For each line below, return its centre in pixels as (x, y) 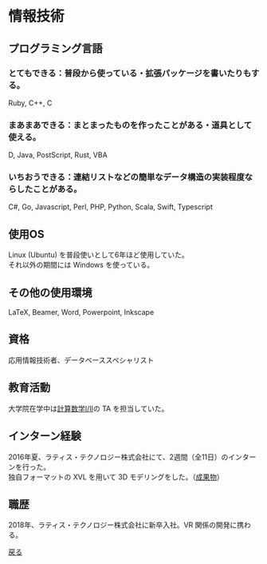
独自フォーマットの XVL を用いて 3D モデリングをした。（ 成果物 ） (116, 477)
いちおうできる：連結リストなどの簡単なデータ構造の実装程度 (127, 177)
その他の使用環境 (50, 292)
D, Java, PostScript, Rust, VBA (58, 155)
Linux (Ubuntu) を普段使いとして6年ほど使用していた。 (98, 255)
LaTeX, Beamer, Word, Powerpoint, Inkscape (81, 312)
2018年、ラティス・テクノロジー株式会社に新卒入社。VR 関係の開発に (123, 525)
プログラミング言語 (55, 48)
